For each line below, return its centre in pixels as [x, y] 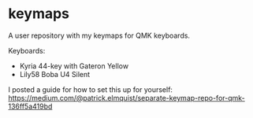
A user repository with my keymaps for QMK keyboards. [99, 35]
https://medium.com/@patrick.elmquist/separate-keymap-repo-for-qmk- [127, 98]
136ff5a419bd [30, 106]
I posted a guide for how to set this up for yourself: [91, 89]
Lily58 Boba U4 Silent [55, 74]
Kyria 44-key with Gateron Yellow [74, 66]
